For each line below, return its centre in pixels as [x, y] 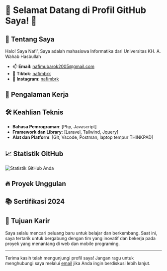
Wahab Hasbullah [23, 56]
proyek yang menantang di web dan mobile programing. [63, 244]
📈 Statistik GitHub [34, 153]
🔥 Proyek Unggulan [36, 184]
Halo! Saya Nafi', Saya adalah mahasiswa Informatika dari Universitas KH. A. [83, 51]
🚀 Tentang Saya [30, 39]
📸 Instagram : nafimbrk [36, 79]
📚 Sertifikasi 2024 [35, 201]
